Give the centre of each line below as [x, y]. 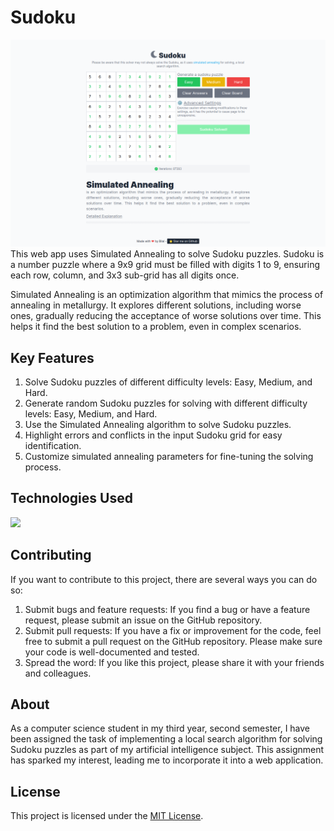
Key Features [52, 357]
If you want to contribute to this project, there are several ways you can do [164, 579]
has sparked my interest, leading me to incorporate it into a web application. [167, 760]
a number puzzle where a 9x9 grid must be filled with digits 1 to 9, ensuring [165, 265]
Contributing [51, 555]
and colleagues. [58, 673]
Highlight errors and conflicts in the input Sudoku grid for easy [153, 435]
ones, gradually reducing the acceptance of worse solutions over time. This [166, 316]
